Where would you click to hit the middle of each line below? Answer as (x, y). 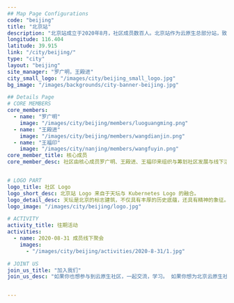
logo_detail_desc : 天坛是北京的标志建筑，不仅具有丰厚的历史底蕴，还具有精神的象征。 (118, 200)
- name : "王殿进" (37, 129)
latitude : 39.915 (32, 46)
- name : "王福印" (37, 142)
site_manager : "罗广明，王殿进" (50, 72)
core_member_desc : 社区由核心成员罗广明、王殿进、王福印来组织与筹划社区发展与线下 (116, 162)
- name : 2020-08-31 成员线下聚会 (59, 238)
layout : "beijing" (34, 65)
